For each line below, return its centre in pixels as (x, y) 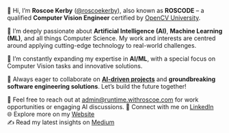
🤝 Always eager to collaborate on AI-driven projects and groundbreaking (111, 79)
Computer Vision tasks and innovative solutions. (75, 66)
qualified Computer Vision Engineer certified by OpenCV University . (104, 18)
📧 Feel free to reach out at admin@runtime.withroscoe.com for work (103, 100)
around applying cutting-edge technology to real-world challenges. (102, 45)
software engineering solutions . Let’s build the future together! (97, 86)
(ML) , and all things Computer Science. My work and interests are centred (111, 38)
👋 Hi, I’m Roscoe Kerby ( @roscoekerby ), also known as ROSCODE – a (106, 11)
